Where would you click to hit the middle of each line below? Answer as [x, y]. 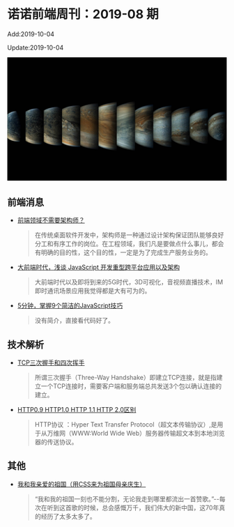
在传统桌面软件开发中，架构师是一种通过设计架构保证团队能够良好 [129, 235]
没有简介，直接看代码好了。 [75, 321]
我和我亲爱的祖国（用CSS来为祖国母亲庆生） [81, 484]
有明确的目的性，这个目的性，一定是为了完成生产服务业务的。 [123, 252]
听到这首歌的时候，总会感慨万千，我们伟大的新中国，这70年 [133, 507]
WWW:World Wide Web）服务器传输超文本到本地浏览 [148, 434]
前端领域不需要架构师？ [51, 220]
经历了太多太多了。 [68, 516]
